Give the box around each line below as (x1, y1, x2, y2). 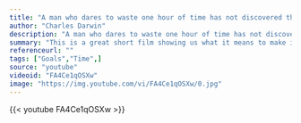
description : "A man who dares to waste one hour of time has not (9, 29, 262, 38)
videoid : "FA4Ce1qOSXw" (9, 71, 99, 80)
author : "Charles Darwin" (9, 21, 106, 30)
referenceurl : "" (9, 46, 74, 55)
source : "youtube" (9, 63, 78, 72)
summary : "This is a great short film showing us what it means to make (9, 37, 287, 47)
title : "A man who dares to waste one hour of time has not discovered (9, 12, 282, 22)
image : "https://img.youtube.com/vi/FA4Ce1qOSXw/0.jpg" (9, 79, 222, 88)
